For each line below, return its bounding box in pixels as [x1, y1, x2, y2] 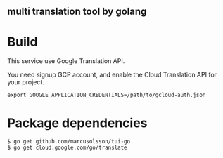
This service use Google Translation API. [7, 57, 125, 65]
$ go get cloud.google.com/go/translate [7, 144, 128, 152]
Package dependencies [7, 115, 148, 131]
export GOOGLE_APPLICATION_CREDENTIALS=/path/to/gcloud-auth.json [7, 91, 206, 99]
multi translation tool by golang [7, 6, 147, 18]
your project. [7, 78, 44, 86]
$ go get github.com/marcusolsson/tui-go [7, 138, 131, 145]
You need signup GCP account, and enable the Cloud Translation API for [7, 70, 217, 79]
